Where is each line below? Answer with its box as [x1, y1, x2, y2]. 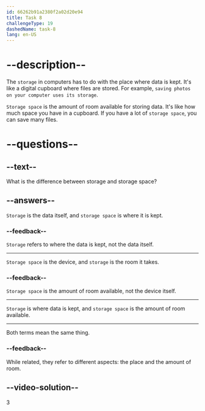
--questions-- [6, 137, 78, 151]
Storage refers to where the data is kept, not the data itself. [6, 241, 154, 248]
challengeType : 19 [6, 20, 53, 26]
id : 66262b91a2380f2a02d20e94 [6, 9, 84, 15]
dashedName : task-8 [6, 26, 56, 32]
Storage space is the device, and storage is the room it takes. [6, 258, 160, 266]
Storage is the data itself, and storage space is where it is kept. [6, 211, 164, 219]
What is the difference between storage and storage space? [6, 178, 157, 185]
